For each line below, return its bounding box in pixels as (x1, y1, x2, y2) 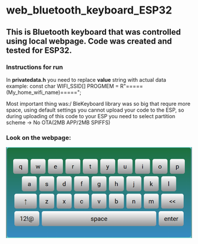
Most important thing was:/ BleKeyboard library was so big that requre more (6, 100, 190, 107)
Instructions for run (6, 63, 63, 71)
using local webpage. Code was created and (6, 36, 172, 46)
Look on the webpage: (6, 133, 71, 142)
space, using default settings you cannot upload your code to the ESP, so (6, 106, 184, 113)
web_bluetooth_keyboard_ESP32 (6, 4, 173, 17)
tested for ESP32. (6, 45, 72, 55)
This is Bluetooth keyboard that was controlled (6, 27, 181, 37)
